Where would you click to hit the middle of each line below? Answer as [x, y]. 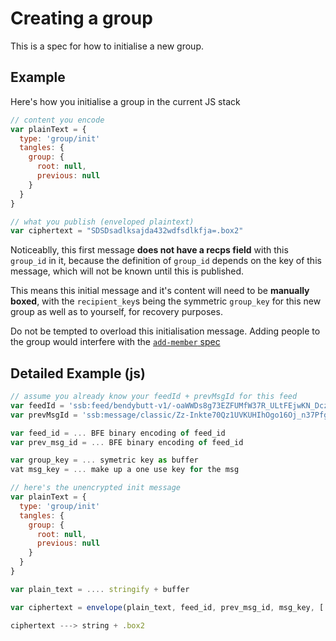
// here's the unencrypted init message [96, 488]
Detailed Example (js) [78, 373]
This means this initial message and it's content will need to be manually [160, 291]
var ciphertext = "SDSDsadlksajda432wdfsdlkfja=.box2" [127, 231]
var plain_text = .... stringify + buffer [100, 589]
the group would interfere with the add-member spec [115, 342]
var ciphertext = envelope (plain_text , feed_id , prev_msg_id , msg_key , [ [167, 607]
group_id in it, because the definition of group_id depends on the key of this [166, 261]
